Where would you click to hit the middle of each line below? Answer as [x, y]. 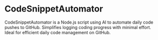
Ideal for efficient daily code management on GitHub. [58, 32]
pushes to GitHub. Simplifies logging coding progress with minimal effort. [78, 27]
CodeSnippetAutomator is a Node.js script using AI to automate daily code [79, 22]
